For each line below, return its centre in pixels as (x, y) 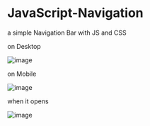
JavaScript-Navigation (75, 13)
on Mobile (22, 74)
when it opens (28, 101)
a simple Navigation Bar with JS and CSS (67, 33)
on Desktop (24, 46)
